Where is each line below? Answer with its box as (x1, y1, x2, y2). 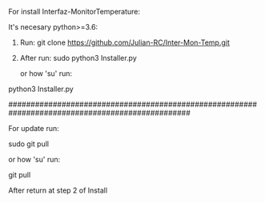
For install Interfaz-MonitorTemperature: (8, 7, 141, 16)
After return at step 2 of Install (8, 185, 108, 195)
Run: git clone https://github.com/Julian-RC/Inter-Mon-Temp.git (19, 38, 231, 47)
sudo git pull (8, 139, 50, 149)
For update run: (8, 124, 59, 133)
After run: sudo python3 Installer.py (19, 54, 138, 62)
